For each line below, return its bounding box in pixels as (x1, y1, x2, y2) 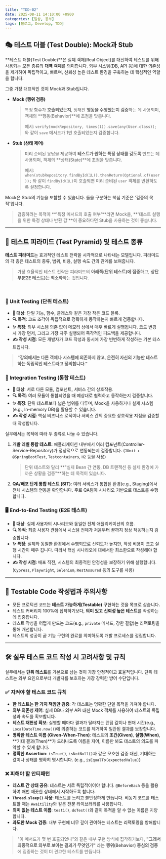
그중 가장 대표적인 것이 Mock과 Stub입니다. (5, 86, 89, 92)
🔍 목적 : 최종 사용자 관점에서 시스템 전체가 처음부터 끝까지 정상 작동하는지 (12, 527, 154, 533)
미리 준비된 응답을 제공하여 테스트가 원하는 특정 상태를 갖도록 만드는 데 (24, 151, 160, 157)
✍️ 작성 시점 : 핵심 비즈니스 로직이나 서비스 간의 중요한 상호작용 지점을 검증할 (12, 413, 160, 419)
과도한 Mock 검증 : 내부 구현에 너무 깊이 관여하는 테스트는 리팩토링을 (12, 819, 144, 825)
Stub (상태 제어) (12, 140, 44, 146)
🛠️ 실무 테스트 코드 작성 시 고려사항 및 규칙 (5, 653, 125, 661)
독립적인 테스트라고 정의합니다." (26, 361, 88, 367)
